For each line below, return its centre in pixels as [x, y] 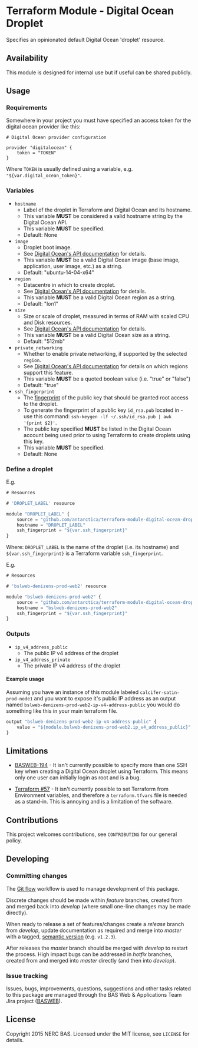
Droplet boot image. [47, 247]
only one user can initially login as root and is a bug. [78, 778]
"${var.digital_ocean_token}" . [44, 176]
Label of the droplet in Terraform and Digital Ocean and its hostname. [108, 210]
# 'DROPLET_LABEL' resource [41, 503]
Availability [27, 58]
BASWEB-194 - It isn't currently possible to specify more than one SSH [101, 765]
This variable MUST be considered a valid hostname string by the [103, 216]
